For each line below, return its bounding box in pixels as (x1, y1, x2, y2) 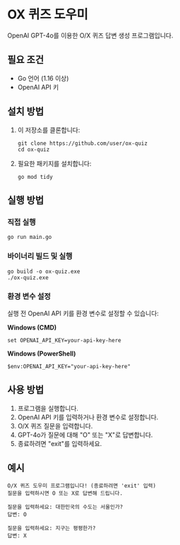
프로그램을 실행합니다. (17, 404, 79, 412)
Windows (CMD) (7, 323, 57, 332)
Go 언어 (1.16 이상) (17, 74, 69, 82)
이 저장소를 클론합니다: (17, 125, 80, 134)
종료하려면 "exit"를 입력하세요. (17, 439, 102, 447)
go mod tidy (17, 173, 53, 180)
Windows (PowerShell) (7, 349, 76, 358)
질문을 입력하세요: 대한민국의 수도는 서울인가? (7, 503, 124, 511)
